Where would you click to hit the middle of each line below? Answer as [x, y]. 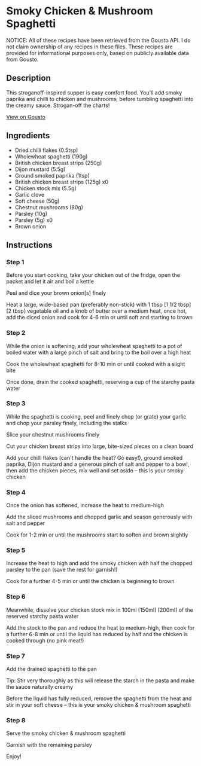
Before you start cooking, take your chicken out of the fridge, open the [93, 275]
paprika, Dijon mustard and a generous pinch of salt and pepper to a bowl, [98, 464]
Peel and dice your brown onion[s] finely [56, 293]
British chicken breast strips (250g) [58, 163]
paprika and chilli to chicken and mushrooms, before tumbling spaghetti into [100, 99]
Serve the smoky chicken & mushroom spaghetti [66, 733]
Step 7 [16, 656]
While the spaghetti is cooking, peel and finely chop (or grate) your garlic [96, 416]
